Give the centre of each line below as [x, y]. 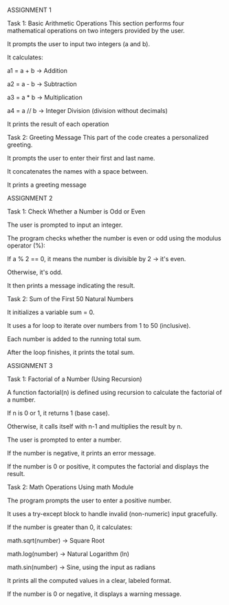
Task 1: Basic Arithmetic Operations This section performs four [96, 23]
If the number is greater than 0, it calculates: [70, 527]
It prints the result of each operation [58, 124]
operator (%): [26, 245]
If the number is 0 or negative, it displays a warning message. [95, 594]
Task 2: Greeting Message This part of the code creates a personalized [108, 137]
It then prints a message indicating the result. [71, 286]
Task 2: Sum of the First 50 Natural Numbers [70, 299]
